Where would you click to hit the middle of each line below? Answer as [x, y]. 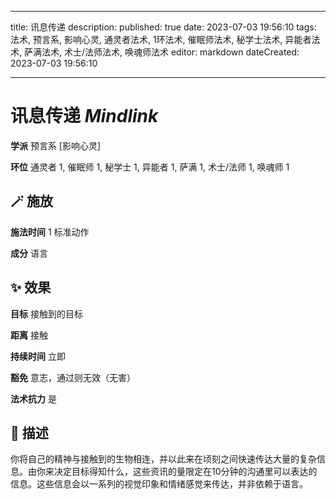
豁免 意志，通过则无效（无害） [73, 377]
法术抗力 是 [33, 398]
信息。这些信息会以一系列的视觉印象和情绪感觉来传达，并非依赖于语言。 [159, 484]
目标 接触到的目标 [46, 313]
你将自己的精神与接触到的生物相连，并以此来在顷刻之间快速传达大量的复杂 [163, 459]
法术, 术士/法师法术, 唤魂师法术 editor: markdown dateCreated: [170, 52]
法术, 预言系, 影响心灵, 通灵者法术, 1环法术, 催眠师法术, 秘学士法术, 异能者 [161, 39]
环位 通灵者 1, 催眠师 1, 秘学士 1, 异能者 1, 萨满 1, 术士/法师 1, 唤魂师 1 [150, 167]
